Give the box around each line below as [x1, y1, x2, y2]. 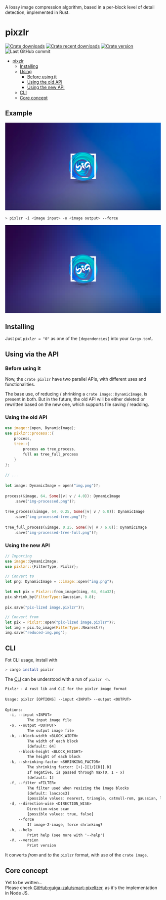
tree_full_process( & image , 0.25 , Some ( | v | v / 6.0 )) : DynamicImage [5, 525, 147, 530]
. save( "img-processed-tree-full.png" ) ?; [14, 530, 98, 535]
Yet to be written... [5, 879, 43, 885]
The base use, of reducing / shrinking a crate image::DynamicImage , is [5, 391, 148, 397]
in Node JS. [5, 890, 29, 896]
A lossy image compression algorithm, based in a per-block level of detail [5, 4, 155, 10]
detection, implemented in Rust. [5, 9, 70, 15]
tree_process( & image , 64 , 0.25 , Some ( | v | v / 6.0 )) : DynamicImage [5, 509, 145, 514]
